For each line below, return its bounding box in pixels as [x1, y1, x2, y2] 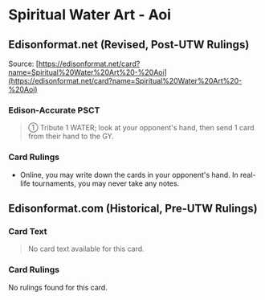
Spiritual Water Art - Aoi [8, 6, 171, 24]
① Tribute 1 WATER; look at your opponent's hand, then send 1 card [27, 123, 255, 133]
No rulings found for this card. [8, 282, 108, 292]
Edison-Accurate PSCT [8, 105, 100, 116]
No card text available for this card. [27, 244, 145, 254]
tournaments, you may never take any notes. [31, 179, 180, 188]
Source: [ [8, 59, 39, 68]
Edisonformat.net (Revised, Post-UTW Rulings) [8, 38, 250, 51]
